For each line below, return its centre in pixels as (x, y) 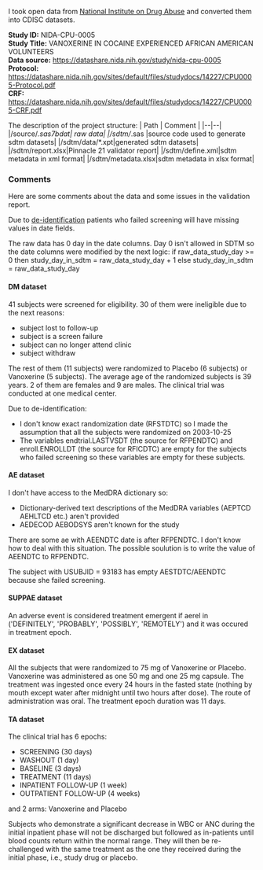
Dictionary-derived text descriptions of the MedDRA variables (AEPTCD (135, 507)
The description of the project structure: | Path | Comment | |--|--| (115, 125)
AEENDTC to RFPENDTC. (49, 556)
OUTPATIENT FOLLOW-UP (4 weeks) (80, 794)
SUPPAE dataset (35, 598)
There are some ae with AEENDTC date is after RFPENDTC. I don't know (124, 540)
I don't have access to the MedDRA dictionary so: (88, 492)
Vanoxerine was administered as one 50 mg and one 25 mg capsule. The (126, 676)
